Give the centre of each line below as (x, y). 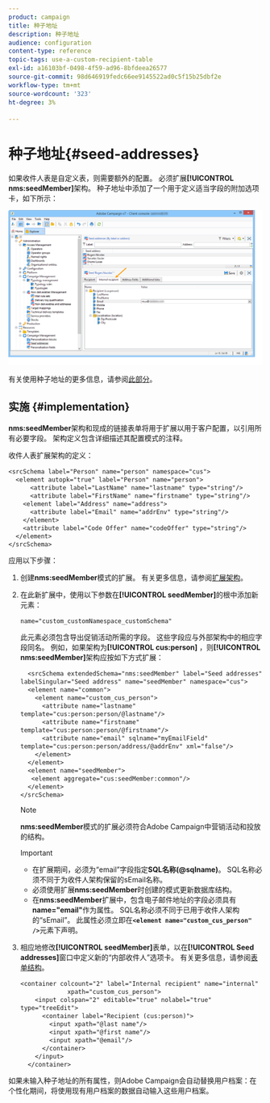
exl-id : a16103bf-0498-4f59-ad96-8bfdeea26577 (88, 69)
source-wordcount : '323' (50, 94)
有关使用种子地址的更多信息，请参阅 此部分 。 (83, 379)
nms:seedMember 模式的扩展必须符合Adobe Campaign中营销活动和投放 (140, 826)
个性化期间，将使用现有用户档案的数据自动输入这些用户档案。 (111, 1090)
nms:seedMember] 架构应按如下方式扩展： (91, 657)
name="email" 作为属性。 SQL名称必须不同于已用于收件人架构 (136, 910)
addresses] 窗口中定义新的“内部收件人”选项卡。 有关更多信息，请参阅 (135, 957)
